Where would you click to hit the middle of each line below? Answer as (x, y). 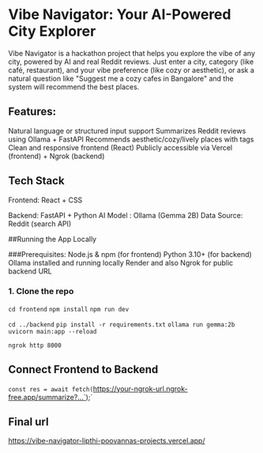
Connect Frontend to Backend (83, 370)
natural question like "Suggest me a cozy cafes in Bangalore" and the (121, 78)
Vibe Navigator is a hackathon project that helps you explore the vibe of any (131, 53)
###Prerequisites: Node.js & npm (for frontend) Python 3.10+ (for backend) (130, 254)
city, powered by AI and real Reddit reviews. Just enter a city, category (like (131, 62)
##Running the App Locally (53, 239)
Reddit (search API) (40, 224)
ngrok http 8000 (35, 345)
